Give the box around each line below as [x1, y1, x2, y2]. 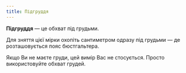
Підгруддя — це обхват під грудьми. [6, 25, 99, 32]
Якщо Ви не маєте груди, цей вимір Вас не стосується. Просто [6, 54, 165, 61]
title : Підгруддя [6, 8, 49, 15]
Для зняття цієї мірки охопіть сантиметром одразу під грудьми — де [6, 36, 181, 43]
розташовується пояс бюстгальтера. [6, 42, 99, 49]
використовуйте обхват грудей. [6, 60, 86, 67]
